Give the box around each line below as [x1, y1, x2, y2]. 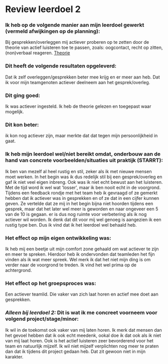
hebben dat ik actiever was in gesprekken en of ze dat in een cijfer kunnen [5, 195, 159, 201]
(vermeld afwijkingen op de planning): [5, 28, 100, 35]
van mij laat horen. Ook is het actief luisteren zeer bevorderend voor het [5, 337, 154, 343]
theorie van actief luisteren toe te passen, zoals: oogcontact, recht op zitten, [5, 44, 163, 51]
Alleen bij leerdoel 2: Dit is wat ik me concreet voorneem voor [5, 309, 157, 316]
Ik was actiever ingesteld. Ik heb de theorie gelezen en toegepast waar [5, 103, 151, 109]
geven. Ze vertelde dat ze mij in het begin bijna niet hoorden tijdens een [5, 200, 153, 206]
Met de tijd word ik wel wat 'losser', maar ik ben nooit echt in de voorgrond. [5, 184, 161, 190]
